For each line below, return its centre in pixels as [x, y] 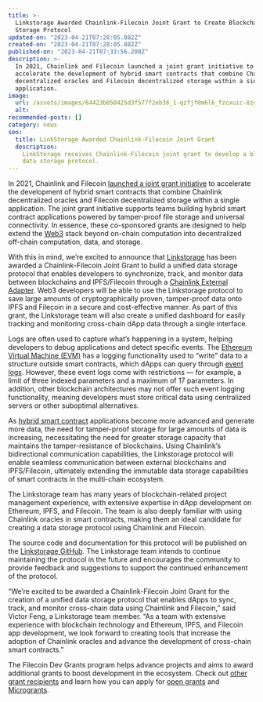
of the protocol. [33, 577]
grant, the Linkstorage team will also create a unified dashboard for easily [127, 315]
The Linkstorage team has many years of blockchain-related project [117, 494]
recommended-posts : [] [45, 118]
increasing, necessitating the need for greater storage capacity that [117, 438]
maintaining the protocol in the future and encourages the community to [124, 560]
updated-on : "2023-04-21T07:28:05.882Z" [75, 37]
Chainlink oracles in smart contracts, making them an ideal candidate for [125, 519]
